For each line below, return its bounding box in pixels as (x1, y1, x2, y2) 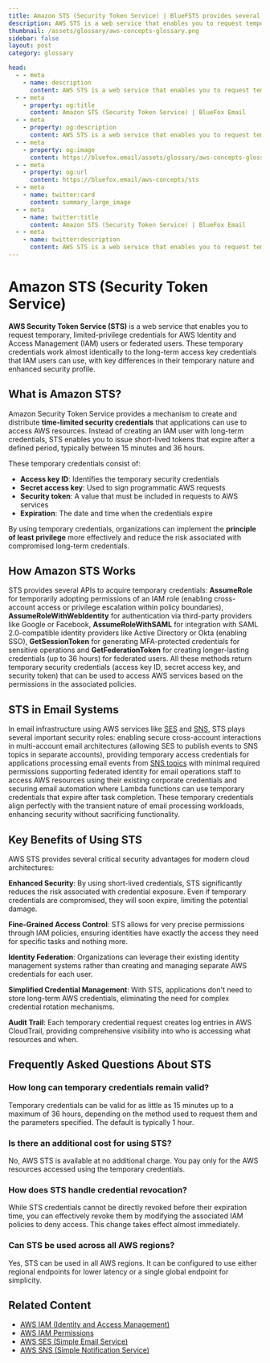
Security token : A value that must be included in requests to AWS (19, 491, 239, 501)
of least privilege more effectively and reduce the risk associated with (8, 532, 242, 542)
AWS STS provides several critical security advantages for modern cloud (8, 854, 250, 864)
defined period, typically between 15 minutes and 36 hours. (8, 443, 205, 453)
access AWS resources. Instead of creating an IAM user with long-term (8, 425, 244, 435)
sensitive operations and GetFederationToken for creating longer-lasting (8, 645, 249, 655)
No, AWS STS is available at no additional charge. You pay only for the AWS (8, 1156, 259, 1166)
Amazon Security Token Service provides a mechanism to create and (8, 408, 237, 418)
